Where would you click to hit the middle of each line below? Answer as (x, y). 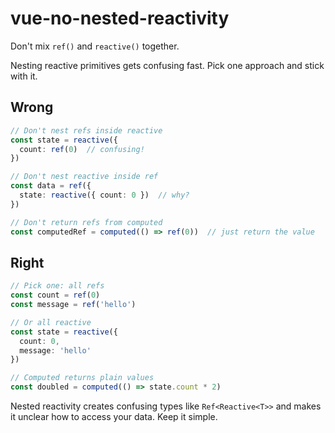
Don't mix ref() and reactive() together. (95, 46)
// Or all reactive (51, 322)
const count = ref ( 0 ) (55, 295)
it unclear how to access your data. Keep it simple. (114, 417)
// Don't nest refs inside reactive (86, 130)
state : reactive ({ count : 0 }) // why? (104, 195)
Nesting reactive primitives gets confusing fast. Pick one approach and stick (167, 65)
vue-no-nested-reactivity (120, 18)
